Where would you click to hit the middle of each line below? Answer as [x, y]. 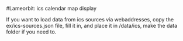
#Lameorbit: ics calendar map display [51, 8]
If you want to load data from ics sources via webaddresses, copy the [90, 19]
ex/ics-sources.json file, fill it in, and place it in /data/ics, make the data [92, 26]
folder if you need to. [31, 32]
